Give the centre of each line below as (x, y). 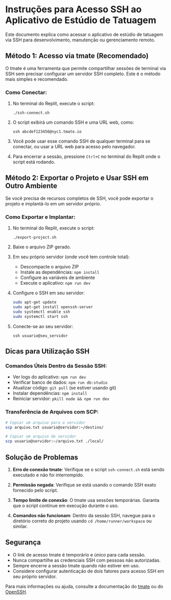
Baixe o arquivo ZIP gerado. (42, 247)
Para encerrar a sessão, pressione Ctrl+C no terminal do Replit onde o (87, 156)
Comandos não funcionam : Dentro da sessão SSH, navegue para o (84, 515)
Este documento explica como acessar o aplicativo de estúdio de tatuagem (84, 34)
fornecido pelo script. (35, 490)
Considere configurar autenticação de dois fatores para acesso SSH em (88, 571)
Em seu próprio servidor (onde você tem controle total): (71, 257)
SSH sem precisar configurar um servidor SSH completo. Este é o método (83, 74)
